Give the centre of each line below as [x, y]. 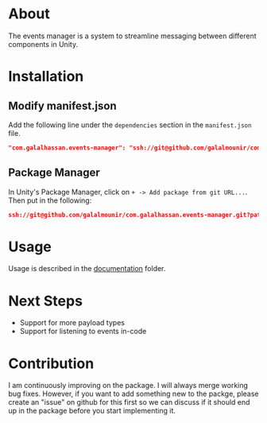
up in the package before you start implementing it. [92, 411]
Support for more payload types [72, 323]
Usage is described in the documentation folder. [87, 269]
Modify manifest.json [62, 105]
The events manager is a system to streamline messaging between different [132, 36]
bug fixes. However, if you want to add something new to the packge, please [133, 394]
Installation [46, 77]
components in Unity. [43, 44]
